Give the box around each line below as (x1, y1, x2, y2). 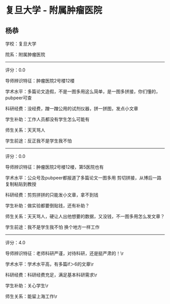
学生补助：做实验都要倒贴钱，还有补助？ (5, 203, 90, 208)
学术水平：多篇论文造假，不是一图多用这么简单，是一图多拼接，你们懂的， (5, 89, 160, 94)
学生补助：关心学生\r (5, 283, 49, 288)
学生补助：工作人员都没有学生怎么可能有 (5, 116, 90, 122)
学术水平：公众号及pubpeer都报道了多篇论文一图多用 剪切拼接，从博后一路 (5, 175, 162, 181)
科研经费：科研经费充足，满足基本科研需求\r (5, 272, 98, 278)
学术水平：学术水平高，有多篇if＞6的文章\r (5, 261, 94, 267)
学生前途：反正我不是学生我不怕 (5, 138, 72, 144)
